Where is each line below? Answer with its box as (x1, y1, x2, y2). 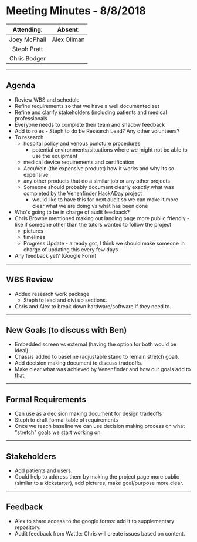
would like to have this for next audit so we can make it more (32, 196, 179, 203)
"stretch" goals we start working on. (14, 429, 103, 436)
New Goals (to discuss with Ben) (6, 325, 127, 335)
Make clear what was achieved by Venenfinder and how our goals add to (14, 366, 191, 373)
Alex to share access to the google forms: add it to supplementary (14, 517, 175, 524)
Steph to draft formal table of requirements (14, 416, 118, 423)
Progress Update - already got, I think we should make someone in (23, 240, 185, 247)
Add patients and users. (14, 467, 73, 474)
